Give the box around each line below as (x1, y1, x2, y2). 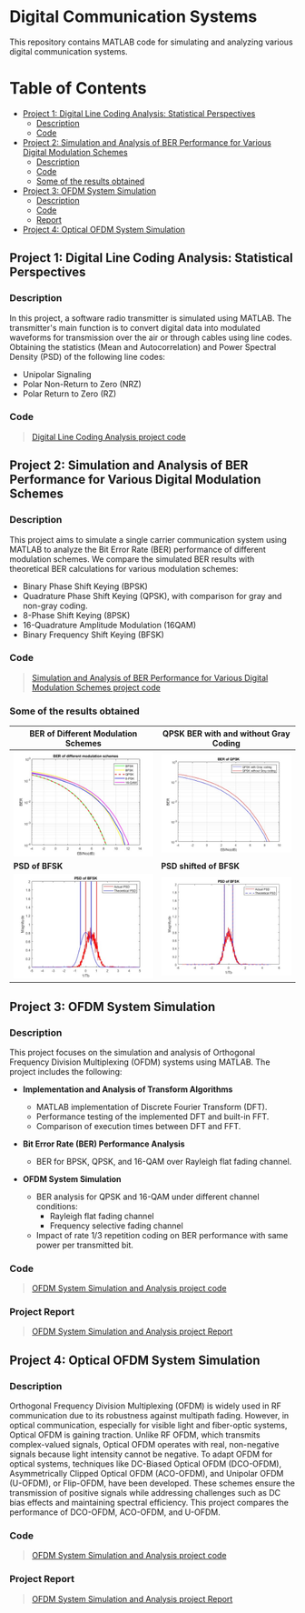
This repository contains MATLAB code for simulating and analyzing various (9, 36, 293, 47)
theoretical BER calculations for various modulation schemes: (9, 563, 239, 574)
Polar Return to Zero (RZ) (22, 388, 117, 399)
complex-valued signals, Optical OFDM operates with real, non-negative (9, 1439, 280, 1450)
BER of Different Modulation (29, 727, 138, 738)
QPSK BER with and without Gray (162, 727, 290, 738)
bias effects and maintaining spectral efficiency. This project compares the (9, 1498, 289, 1508)
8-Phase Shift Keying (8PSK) (22, 609, 131, 620)
